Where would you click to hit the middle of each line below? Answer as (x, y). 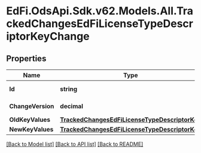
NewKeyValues (31, 129)
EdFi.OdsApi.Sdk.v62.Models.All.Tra (100, 11)
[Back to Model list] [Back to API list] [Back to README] (75, 144)
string (68, 89)
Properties (26, 58)
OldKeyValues (30, 120)
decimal (71, 106)
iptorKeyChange (48, 36)
